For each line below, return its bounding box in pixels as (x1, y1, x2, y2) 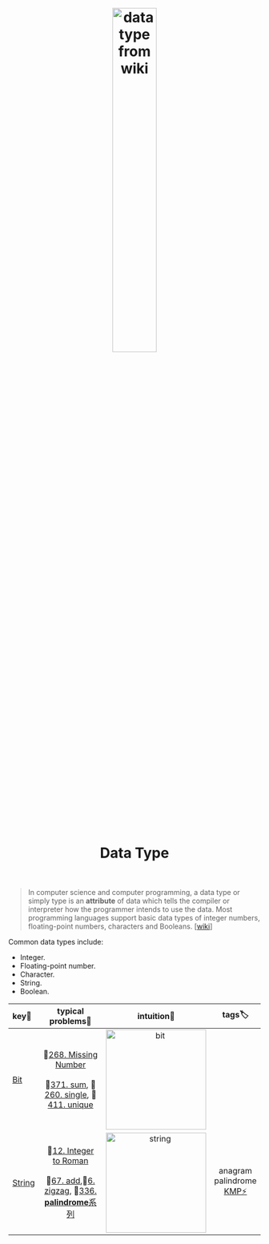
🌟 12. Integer (46, 1145, 94, 1156)
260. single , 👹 (44, 1089, 97, 1100)
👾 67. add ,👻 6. (46, 1175, 96, 1186)
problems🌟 (49, 1015, 92, 1026)
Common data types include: (8, 937, 104, 946)
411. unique (47, 1099, 94, 1110)
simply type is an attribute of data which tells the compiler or (27, 896, 230, 905)
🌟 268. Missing (42, 1049, 98, 1060)
